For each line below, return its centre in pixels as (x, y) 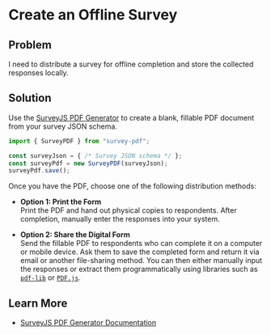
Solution (30, 98)
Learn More (38, 303)
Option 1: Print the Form (61, 202)
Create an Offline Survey (93, 15)
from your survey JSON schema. (63, 126)
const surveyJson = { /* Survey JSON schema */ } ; (95, 155)
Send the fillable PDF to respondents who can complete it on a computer (141, 244)
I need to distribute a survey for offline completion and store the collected (131, 64)
